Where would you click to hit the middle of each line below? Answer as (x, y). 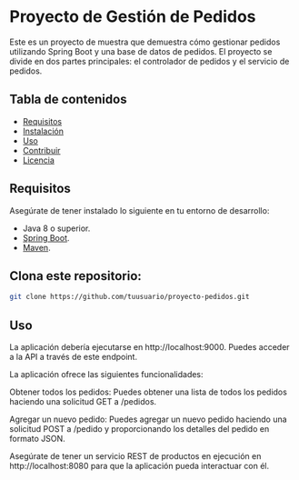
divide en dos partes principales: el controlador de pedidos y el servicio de (149, 61)
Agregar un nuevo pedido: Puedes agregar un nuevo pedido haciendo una (149, 419)
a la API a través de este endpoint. (74, 357)
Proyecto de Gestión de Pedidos (133, 17)
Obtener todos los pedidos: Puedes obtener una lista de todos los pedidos (149, 392)
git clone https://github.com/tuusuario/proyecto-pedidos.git (130, 297)
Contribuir (41, 150)
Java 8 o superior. (56, 228)
